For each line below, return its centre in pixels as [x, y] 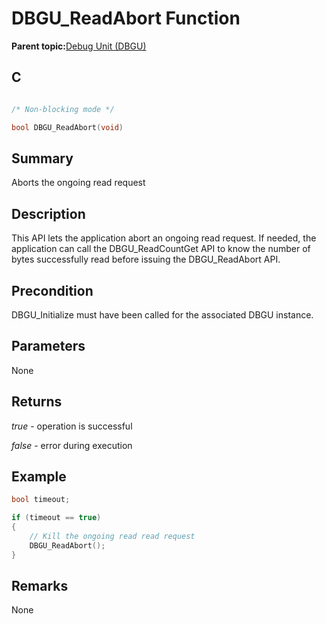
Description [48, 213]
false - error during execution [72, 445]
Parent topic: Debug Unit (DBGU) [79, 46]
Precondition [52, 290]
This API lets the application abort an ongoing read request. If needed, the [164, 238]
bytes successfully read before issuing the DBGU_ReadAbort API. [146, 259]
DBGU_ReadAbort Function [126, 18]
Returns [37, 402]
